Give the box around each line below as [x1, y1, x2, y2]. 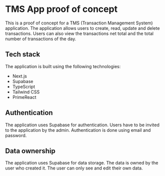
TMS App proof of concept [5, 3, 118, 15]
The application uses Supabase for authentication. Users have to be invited [5, 122, 160, 128]
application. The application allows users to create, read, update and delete [5, 25, 160, 31]
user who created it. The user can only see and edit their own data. [5, 165, 143, 171]
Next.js [12, 73, 27, 79]
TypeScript [12, 84, 35, 89]
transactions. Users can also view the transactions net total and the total [5, 30, 154, 36]
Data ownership [5, 147, 56, 155]
